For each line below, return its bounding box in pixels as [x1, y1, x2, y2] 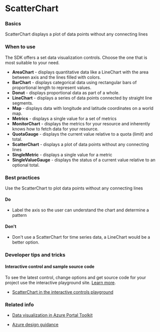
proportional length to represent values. [12, 85, 92, 90]
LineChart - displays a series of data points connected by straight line [12, 95, 153, 101]
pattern [12, 212, 27, 218]
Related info [5, 301, 34, 308]
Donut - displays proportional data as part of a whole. [12, 89, 120, 95]
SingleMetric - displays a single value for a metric [12, 152, 112, 157]
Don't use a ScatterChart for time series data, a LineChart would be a [12, 234, 150, 240]
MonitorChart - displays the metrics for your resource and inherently [12, 121, 150, 126]
